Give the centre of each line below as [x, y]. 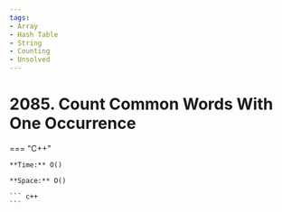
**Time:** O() [36, 165]
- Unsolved [30, 60]
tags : [19, 18]
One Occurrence [73, 124]
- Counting [30, 51]
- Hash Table [34, 34]
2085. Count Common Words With [141, 104]
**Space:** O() [38, 180]
